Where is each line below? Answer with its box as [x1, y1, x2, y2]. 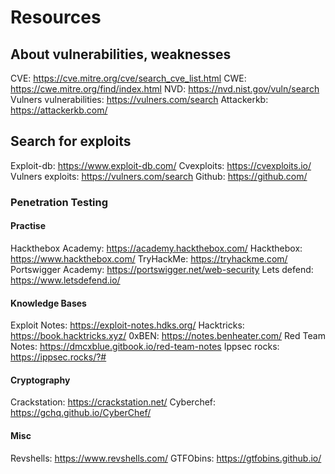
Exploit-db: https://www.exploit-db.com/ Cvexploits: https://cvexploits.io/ [10, 159, 312, 171]
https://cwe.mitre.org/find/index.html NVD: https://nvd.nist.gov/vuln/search [10, 83, 320, 95]
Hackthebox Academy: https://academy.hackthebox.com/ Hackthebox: [10, 242, 303, 254]
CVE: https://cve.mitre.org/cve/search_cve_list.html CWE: [10, 72, 247, 84]
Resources [10, 6, 102, 29]
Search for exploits [10, 133, 132, 150]
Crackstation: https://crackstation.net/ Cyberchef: [10, 396, 217, 408]
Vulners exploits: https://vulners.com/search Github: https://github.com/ [10, 170, 308, 182]
